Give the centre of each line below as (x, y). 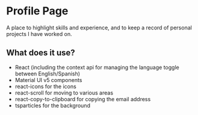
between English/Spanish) (47, 74)
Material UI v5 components (48, 80)
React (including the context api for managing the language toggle (97, 67)
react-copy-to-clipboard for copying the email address (83, 99)
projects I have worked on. (39, 34)
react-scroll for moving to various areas (64, 93)
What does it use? (41, 53)
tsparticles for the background (52, 105)
